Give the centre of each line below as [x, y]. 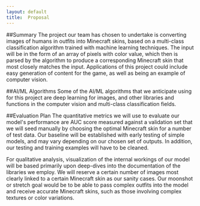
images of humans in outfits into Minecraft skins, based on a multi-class [95, 41]
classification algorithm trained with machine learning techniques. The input [100, 47]
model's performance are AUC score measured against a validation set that [99, 122]
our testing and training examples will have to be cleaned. [77, 148]
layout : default [26, 12]
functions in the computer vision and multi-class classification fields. [91, 104]
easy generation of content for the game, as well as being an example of [96, 73]
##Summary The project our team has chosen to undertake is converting [96, 34]
